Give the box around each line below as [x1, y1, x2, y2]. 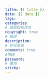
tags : [5, 16, 16, 21]
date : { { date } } [5, 12, 40, 16]
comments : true [5, 47, 36, 52]
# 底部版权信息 [5, 25, 32, 30]
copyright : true [5, 30, 38, 34]
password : [5, 57, 25, 62]
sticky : [5, 66, 21, 71]
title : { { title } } [5, 7, 45, 12]
